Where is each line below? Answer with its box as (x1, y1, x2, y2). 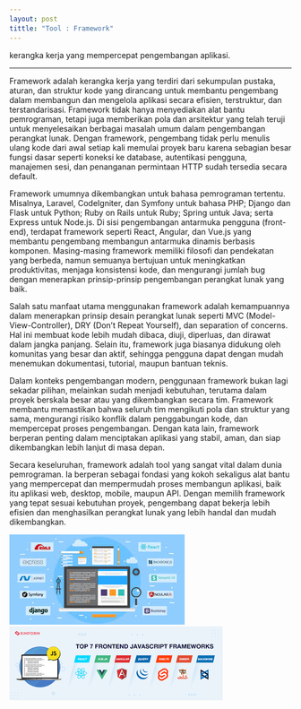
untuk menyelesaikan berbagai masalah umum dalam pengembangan (9, 123, 266, 134)
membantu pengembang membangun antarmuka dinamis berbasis (9, 236, 255, 246)
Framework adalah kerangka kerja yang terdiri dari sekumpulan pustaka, (9, 75, 276, 86)
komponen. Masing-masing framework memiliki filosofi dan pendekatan (9, 245, 275, 255)
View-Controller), (9, 319, 73, 331)
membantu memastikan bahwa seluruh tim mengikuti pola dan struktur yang (9, 403, 290, 414)
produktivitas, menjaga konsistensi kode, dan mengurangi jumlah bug (9, 264, 266, 275)
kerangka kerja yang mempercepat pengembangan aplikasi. (9, 49, 231, 60)
